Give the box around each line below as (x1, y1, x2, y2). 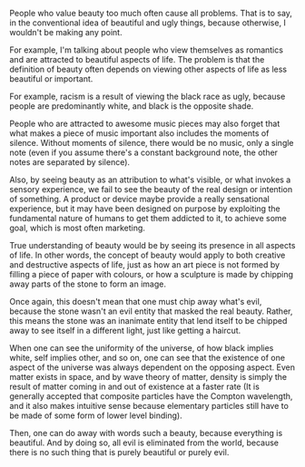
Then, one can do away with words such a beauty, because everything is (9, 428, 283, 438)
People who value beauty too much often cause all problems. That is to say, (9, 8, 293, 18)
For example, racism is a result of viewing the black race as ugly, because (9, 91, 286, 102)
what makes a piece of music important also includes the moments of (9, 128, 270, 139)
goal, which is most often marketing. (9, 222, 145, 233)
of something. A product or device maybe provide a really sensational (9, 194, 270, 204)
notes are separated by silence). (9, 157, 130, 167)
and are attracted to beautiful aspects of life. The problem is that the (9, 54, 265, 64)
